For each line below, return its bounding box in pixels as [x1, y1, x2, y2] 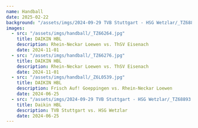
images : [6, 25, 25, 31]
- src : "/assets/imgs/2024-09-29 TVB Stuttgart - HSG [11, 96, 146, 102]
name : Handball [6, 8, 44, 15]
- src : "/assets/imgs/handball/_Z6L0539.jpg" [11, 74, 126, 80]
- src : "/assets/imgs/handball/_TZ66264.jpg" [11, 31, 126, 37]
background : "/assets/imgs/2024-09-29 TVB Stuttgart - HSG [6, 19, 154, 25]
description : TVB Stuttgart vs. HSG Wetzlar [16, 107, 128, 113]
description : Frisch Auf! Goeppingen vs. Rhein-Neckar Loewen [16, 86, 173, 91]
